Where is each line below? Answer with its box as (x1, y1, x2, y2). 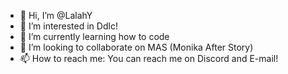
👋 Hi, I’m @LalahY (19, 10, 93, 21)
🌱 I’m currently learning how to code (19, 31, 170, 42)
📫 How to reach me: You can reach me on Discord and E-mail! (19, 53, 279, 64)
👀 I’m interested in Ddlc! (19, 20, 118, 32)
